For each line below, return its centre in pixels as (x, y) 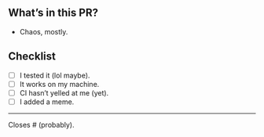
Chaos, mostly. (44, 31)
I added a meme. (47, 102)
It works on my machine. (59, 84)
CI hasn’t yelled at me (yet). (64, 92)
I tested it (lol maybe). (55, 75)
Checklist (32, 57)
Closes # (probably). (41, 124)
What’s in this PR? (53, 13)
